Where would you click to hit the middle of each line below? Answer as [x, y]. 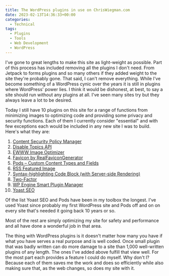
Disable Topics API [32, 147]
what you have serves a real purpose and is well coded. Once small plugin [83, 241]
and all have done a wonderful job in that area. [54, 226]
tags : [11, 29]
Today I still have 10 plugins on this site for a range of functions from [76, 110]
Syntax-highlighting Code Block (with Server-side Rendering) [76, 174]
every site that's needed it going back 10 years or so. [60, 210]
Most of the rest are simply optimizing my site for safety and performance [82, 220]
